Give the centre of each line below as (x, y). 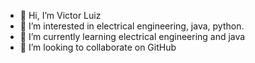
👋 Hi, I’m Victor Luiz (60, 15)
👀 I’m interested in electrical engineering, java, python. (132, 26)
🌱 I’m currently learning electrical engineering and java (132, 36)
